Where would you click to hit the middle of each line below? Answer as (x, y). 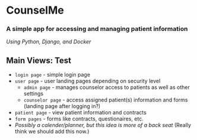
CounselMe (35, 10)
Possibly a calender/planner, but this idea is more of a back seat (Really (103, 125)
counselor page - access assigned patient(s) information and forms (106, 100)
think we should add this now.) (52, 132)
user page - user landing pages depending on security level (88, 81)
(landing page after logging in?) (62, 106)
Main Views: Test (39, 60)
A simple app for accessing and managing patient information (97, 29)
